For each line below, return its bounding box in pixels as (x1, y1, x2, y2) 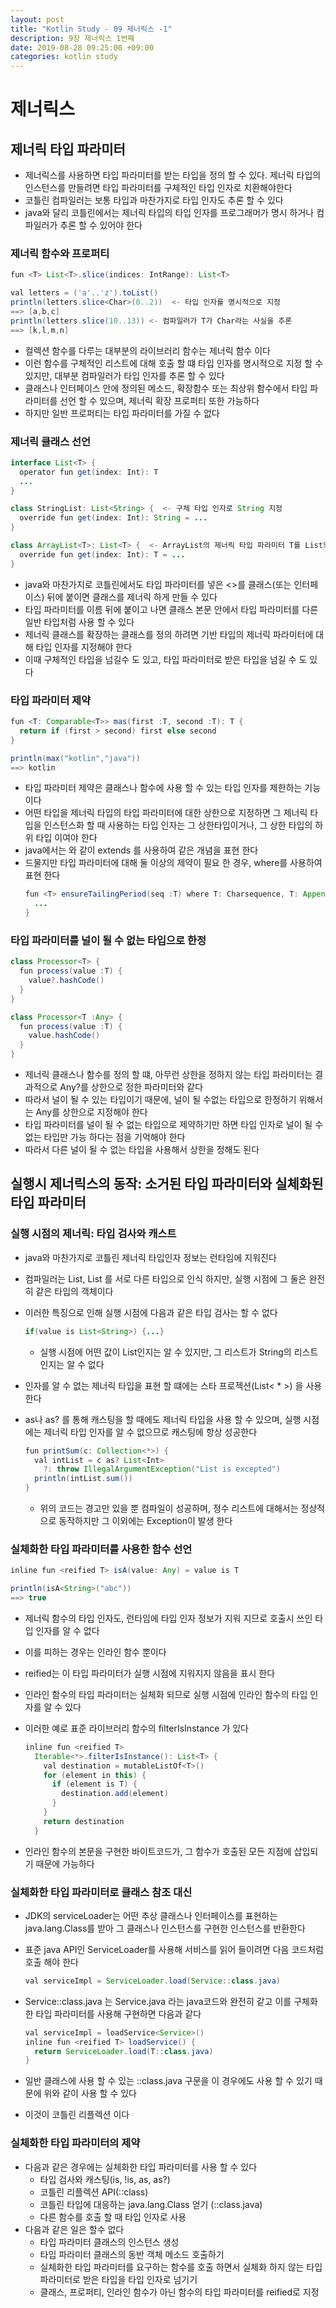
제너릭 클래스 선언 (10, 434, 92, 448)
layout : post (10, 14, 65, 25)
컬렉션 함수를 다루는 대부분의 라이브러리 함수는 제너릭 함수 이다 (24, 344, 271, 356)
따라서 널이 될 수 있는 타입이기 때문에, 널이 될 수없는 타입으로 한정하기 (24, 1094, 297, 1106)
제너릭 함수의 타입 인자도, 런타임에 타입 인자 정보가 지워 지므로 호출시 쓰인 (24, 1612, 313, 1624)
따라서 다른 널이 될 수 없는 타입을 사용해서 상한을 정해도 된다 (24, 1144, 260, 1156)
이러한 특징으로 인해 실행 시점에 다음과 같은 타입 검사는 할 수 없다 (24, 1306, 278, 1318)
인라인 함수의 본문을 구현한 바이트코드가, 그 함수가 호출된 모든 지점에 (24, 1845, 292, 1857)
